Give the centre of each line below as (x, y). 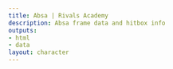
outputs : (23, 30)
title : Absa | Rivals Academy (59, 15)
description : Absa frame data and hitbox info (87, 23)
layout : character (39, 52)
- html (19, 38)
